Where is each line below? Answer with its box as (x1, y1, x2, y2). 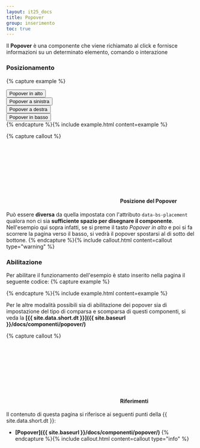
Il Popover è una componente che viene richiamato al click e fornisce (6, 42, 178, 49)
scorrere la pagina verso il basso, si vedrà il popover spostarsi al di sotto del (6, 230, 195, 237)
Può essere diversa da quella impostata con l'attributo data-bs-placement (6, 210, 188, 218)
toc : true (6, 25, 31, 32)
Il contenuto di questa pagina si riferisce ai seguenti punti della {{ (6, 411, 168, 418)
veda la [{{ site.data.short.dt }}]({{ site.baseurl (6, 314, 126, 321)
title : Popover (6, 14, 44, 21)
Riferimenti (120, 397, 149, 405)
